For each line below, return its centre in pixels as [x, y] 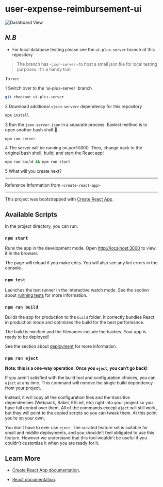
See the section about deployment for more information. [61, 346]
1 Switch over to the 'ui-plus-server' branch [49, 88]
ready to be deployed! [27, 337]
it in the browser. [22, 253]
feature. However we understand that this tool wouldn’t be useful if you [76, 438]
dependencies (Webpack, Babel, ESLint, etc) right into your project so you [79, 403]
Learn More [23, 458]
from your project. [23, 388]
